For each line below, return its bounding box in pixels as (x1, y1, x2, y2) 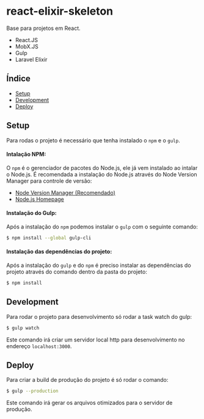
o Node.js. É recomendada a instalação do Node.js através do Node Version (6, 170, 197, 178)
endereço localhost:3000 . (6, 342, 72, 349)
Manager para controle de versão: (6, 177, 92, 184)
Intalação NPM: (6, 151, 46, 158)
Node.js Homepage (15, 195, 64, 203)
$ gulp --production (6, 388, 59, 395)
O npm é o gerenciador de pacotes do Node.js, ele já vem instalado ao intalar (6, 164, 198, 172)
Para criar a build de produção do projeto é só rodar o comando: (6, 376, 169, 384)
